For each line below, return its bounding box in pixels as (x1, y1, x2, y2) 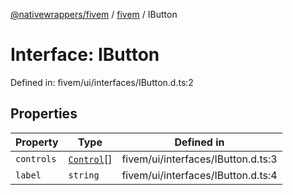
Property (15, 135, 59, 149)
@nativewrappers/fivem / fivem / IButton (10, 9, 178, 20)
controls (15, 153, 57, 164)
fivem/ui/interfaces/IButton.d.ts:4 (121, 168, 278, 182)
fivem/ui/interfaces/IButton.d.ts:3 (121, 152, 278, 166)
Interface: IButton (10, 44, 160, 66)
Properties (10, 105, 78, 123)
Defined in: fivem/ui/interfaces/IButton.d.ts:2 (10, 76, 194, 88)
